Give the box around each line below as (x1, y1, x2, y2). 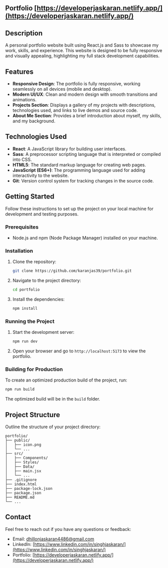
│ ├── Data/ (5, 464, 35, 469)
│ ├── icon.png (5, 442, 42, 448)
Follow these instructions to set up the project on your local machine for (5, 206, 154, 212)
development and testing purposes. (5, 211, 79, 217)
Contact (5, 513, 31, 521)
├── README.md (5, 495, 35, 500)
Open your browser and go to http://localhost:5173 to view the (12, 348, 146, 354)
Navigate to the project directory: (12, 278, 81, 284)
